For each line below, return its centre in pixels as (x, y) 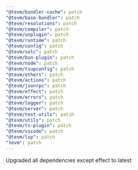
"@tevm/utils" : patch (33, 120)
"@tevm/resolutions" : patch (42, 23)
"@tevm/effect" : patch (34, 92)
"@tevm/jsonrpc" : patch (36, 86)
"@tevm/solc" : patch (32, 52)
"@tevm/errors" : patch (34, 97)
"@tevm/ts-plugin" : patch (38, 126)
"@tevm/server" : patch (34, 109)
